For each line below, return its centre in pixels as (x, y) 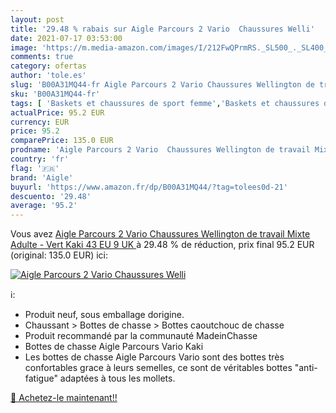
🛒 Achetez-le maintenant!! (64, 398)
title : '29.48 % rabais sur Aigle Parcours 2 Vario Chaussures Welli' (162, 29)
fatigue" (41, 378)
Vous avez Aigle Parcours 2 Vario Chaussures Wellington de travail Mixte (160, 234)
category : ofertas (48, 66)
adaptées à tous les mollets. (117, 378)
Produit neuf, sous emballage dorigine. (104, 315)
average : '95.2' (44, 206)
